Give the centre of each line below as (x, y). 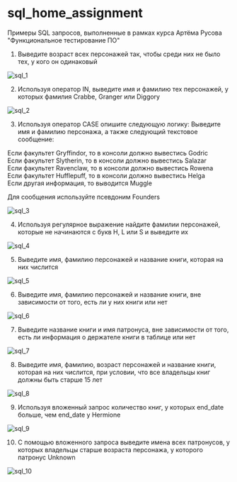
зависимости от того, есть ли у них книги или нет (92, 302)
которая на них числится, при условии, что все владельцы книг (114, 372)
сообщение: (36, 139)
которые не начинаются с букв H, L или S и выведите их (103, 231)
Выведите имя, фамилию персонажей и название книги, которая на (120, 259)
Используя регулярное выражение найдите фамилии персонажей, (119, 224)
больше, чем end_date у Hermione (69, 415)
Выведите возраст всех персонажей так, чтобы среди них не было (119, 54)
